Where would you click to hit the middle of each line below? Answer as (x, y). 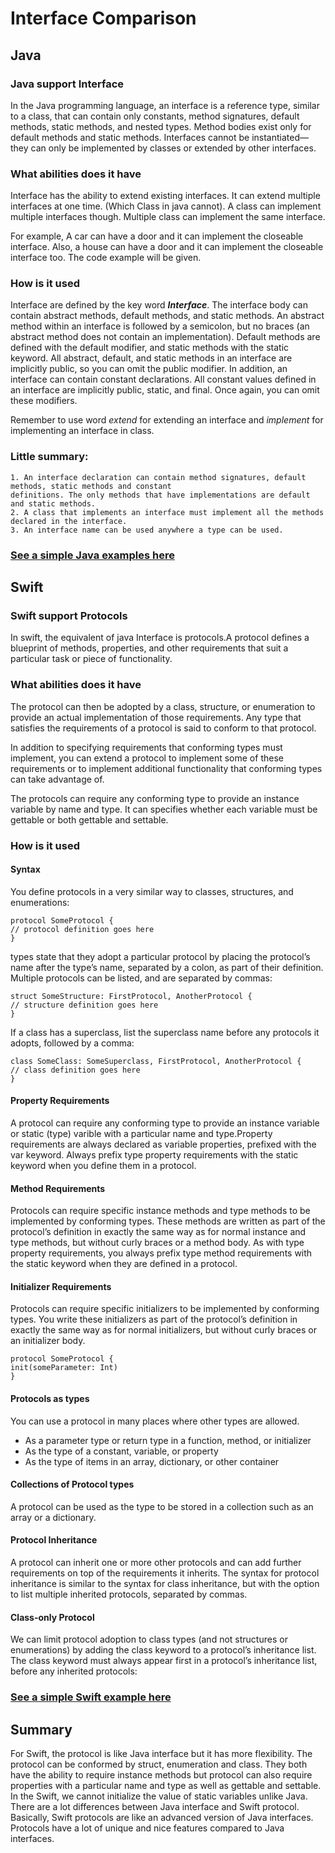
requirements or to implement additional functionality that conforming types (166, 768)
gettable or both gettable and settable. (89, 819)
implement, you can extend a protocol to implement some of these (147, 758)
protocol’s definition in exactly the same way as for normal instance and (158, 1232)
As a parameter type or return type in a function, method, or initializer (168, 1440)
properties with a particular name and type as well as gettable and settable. (166, 1785)
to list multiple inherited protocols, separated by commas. (129, 1594)
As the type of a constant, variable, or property (121, 1451)
